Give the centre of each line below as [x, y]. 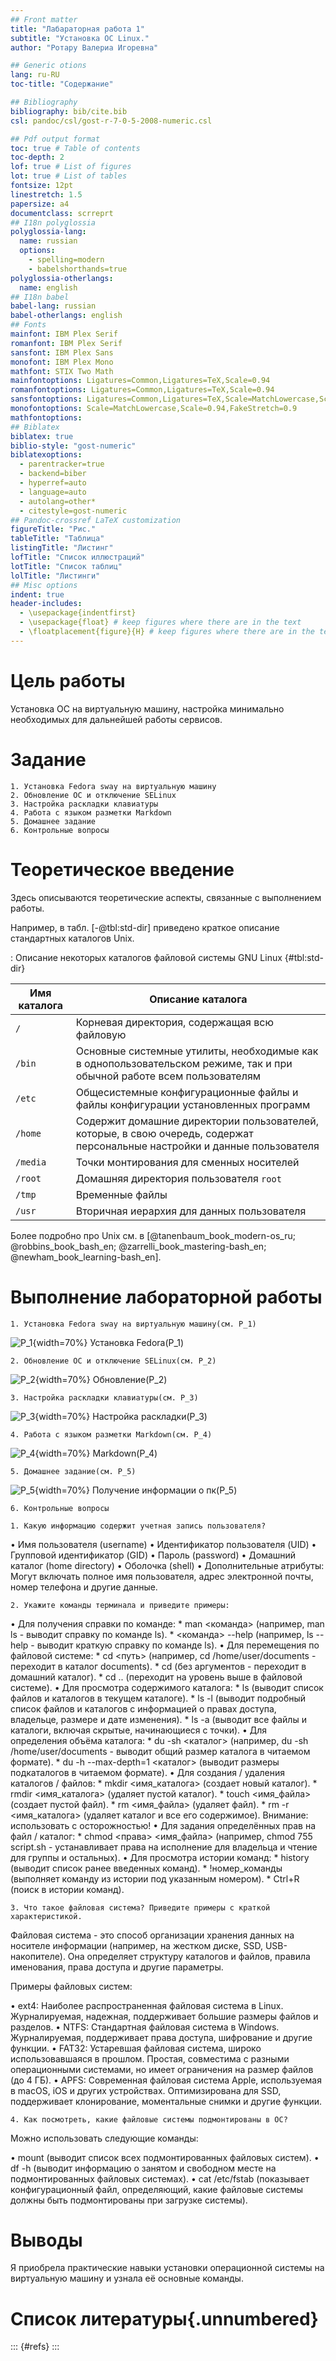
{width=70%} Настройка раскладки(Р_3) [121, 1416]
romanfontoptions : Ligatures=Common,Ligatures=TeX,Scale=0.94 [142, 390]
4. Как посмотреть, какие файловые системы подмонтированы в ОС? [149, 2119]
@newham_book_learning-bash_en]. [86, 1257]
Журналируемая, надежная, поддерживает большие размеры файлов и [164, 2016]
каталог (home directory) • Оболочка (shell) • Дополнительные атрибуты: [167, 1565]
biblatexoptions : [46, 455]
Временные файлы [121, 1194]
